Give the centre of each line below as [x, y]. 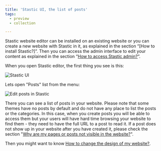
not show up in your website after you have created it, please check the [76, 129]
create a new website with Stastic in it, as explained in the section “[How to [80, 46]
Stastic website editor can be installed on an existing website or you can [77, 41]
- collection [23, 23]
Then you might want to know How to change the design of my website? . [78, 144]
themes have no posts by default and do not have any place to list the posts [80, 108]
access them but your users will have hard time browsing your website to [78, 119]
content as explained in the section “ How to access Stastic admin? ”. [73, 57]
